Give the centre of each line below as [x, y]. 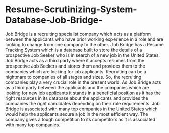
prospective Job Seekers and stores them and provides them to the [75, 66]
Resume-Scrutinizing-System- [71, 9]
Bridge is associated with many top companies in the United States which [81, 109]
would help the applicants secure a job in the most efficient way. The [77, 114]
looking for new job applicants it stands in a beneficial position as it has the [83, 93]
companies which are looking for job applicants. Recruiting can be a [76, 71]
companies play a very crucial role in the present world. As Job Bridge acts [83, 82]
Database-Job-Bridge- [54, 20]
